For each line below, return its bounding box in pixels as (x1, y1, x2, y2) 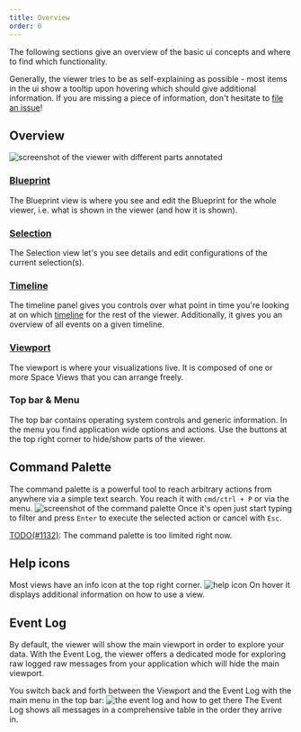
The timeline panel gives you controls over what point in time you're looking (9, 300, 289, 311)
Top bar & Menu (9, 393, 80, 406)
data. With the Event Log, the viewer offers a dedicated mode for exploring (9, 649, 286, 660)
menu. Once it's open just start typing (9, 502, 292, 513)
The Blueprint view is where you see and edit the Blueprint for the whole (9, 194, 277, 205)
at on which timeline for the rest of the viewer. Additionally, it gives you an (9, 310, 283, 321)
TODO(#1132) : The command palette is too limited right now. (9, 529, 233, 540)
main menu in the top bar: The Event (9, 695, 283, 706)
